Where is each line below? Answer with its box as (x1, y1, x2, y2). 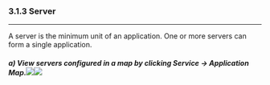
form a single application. (8, 40, 92, 50)
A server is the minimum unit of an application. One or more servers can (8, 31, 247, 41)
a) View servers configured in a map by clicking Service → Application (8, 58, 249, 67)
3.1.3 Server (8, 6, 56, 17)
